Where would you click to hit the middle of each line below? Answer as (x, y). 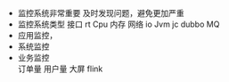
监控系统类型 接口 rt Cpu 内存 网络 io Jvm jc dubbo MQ (119, 24)
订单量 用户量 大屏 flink (60, 69)
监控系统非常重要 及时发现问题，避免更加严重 (101, 13)
